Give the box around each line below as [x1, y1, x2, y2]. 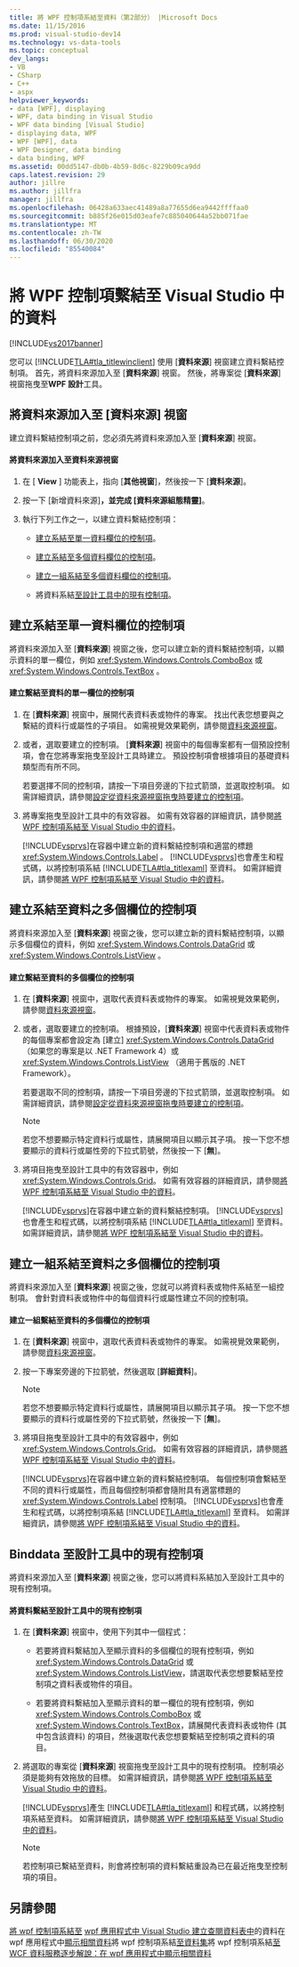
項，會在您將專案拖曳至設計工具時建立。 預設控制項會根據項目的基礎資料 [21, 750, 290, 761]
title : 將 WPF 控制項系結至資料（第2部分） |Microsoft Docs [9, 12, 218, 22]
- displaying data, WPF [9, 129, 98, 138]
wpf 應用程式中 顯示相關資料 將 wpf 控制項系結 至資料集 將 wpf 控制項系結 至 [9, 1937, 281, 1947]
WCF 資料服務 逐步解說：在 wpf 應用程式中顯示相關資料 [9, 1947, 212, 1958]
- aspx [9, 87, 34, 96]
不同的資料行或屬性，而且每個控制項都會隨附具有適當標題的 [21, 1485, 241, 1495]
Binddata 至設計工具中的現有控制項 [9, 1546, 204, 1562]
